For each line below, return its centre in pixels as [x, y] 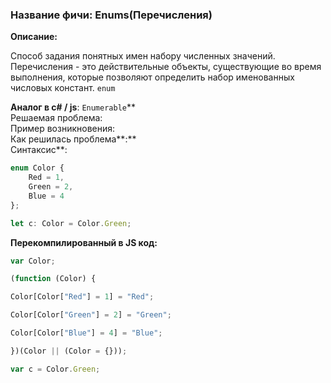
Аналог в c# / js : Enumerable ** [73, 107]
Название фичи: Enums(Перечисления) [111, 15]
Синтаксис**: [39, 150]
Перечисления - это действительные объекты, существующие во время [166, 67]
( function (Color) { [53, 279]
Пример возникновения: [63, 129]
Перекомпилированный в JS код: [84, 242]
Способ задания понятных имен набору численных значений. [143, 56]
